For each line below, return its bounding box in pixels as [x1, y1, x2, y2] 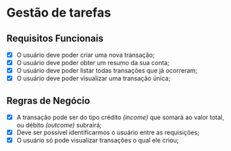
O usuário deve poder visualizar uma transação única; [16, 74, 171, 82]
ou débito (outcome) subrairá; [16, 121, 102, 130]
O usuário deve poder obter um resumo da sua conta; [16, 59, 170, 67]
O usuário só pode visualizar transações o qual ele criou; [16, 136, 179, 145]
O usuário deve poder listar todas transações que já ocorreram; [16, 66, 198, 75]
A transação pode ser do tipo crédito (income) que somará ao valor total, [16, 113, 225, 122]
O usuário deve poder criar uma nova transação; [16, 51, 155, 59]
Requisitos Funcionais [6, 33, 104, 44]
